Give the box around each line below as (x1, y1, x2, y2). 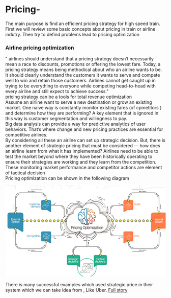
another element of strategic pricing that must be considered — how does (5, 143, 160, 149)
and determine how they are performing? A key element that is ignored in (5, 110, 159, 116)
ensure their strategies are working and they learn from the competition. (5, 159, 157, 165)
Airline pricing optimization (5, 44, 74, 51)
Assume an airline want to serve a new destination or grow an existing (5, 99, 152, 105)
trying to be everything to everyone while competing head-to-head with (5, 83, 156, 89)
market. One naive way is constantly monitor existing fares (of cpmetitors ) (5, 105, 162, 111)
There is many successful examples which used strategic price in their (5, 281, 153, 287)
